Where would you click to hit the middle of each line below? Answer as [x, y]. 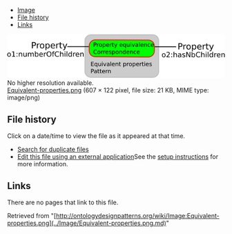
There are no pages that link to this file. [63, 202]
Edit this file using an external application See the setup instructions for [118, 157]
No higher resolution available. [51, 83]
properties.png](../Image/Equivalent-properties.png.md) [87, 223]
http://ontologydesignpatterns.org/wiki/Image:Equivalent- [137, 215]
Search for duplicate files [53, 149]
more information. [42, 164]
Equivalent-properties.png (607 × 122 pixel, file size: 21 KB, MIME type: [108, 90]
